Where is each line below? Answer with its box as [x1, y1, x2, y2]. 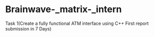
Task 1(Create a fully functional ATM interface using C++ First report [5, 20, 149, 26]
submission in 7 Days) [5, 25, 52, 31]
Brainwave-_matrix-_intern [5, 4, 122, 15]
